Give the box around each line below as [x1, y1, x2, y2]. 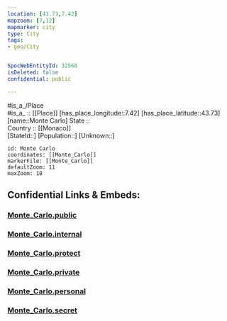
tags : [7, 37, 23, 44]
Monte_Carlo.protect [7, 248, 81, 258]
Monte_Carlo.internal [7, 229, 82, 239]
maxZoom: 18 [7, 169, 43, 177]
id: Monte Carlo [7, 145, 55, 152]
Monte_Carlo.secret [7, 305, 78, 315]
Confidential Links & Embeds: [7, 189, 140, 201]
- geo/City [7, 43, 40, 50]
